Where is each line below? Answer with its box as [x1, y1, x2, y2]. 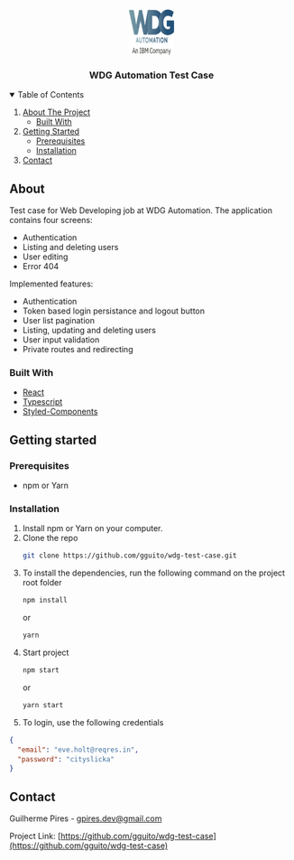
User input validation [22, 334, 100, 345]
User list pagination [22, 315, 95, 326]
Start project [22, 647, 69, 659]
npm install [22, 596, 68, 605]
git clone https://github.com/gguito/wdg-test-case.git [22, 551, 237, 560]
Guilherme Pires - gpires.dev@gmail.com [9, 813, 162, 824]
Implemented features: [9, 278, 94, 289]
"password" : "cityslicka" [17, 754, 115, 763]
